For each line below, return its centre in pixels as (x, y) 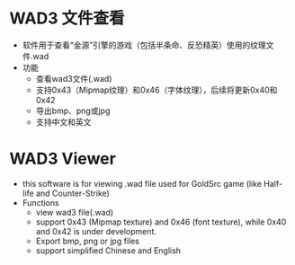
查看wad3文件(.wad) (74, 78)
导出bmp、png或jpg (73, 110)
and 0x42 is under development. (96, 231)
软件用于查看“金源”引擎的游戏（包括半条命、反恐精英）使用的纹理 (144, 45)
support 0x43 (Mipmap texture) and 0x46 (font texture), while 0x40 (161, 222)
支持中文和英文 (63, 121)
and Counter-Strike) (72, 193)
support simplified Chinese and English (108, 250)
